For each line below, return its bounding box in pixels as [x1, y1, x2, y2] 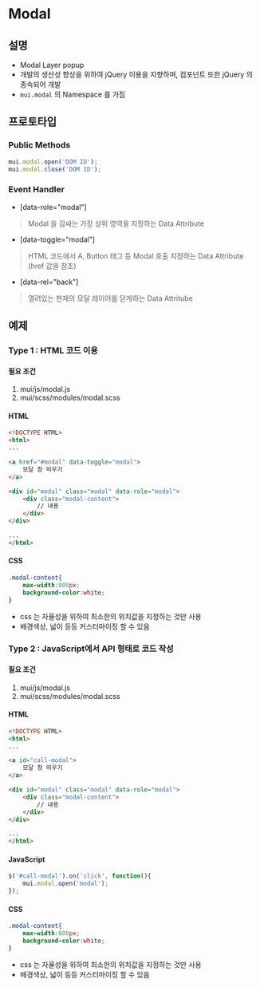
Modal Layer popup [19, 61, 85, 69]
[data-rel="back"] [19, 277, 79, 286]
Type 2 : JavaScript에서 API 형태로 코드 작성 [8, 643, 174, 654]
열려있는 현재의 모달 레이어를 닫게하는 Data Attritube [27, 293, 193, 303]
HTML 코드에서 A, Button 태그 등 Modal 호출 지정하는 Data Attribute [27, 251, 244, 260]
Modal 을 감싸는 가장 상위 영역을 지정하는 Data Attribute [27, 219, 205, 228]
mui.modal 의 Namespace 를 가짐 [19, 89, 126, 99]
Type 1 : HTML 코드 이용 [8, 345, 98, 356]
